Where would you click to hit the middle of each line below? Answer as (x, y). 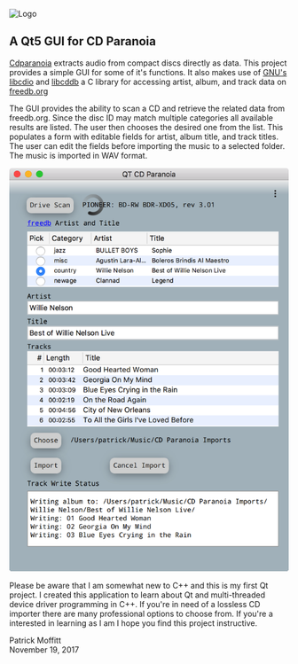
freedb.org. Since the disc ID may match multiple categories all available (141, 117)
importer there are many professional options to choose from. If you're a (141, 613)
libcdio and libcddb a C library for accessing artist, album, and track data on (148, 82)
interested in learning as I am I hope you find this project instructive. (133, 623)
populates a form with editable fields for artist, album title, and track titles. (144, 137)
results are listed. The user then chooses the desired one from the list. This (146, 127)
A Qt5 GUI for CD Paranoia (83, 41)
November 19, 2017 (44, 649)
